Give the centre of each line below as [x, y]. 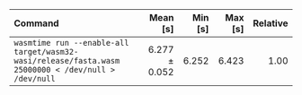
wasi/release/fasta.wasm [67, 60]
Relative [271, 23]
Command [37, 23]
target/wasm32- [46, 52]
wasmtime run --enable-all [71, 43]
